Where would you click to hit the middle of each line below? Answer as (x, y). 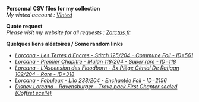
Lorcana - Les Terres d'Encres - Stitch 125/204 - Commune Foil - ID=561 (104, 55)
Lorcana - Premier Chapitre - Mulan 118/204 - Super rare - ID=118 (95, 62)
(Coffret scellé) (33, 93)
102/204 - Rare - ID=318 (45, 74)
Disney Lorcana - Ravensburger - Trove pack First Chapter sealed (96, 87)
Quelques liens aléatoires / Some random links (65, 44)
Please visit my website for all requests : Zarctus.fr (68, 32)
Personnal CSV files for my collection (53, 9)
